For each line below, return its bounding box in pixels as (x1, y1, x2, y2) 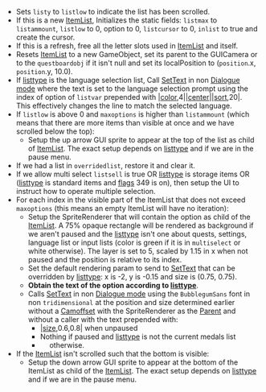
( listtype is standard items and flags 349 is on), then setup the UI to (15, 178, 239, 188)
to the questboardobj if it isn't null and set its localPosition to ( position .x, (15, 58, 256, 68)
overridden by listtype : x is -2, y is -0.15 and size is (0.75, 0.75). (27, 272, 237, 281)
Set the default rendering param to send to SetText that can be (27, 263, 235, 273)
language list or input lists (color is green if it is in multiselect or (27, 237, 241, 247)
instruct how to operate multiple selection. (15, 187, 156, 196)
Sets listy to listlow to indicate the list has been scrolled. (15, 7, 211, 16)
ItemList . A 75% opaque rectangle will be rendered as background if (27, 221, 254, 230)
